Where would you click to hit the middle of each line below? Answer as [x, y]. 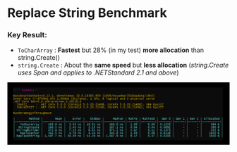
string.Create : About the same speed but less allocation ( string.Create [123, 65]
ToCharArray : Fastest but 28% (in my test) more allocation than [111, 50]
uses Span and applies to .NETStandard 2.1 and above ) [98, 72]
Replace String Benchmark [87, 13]
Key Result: [28, 35]
